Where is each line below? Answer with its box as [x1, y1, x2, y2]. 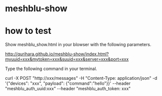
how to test [5, 25, 52, 37]
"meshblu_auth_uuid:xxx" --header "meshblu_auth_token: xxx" [5, 86, 131, 92]
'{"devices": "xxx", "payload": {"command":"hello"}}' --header [5, 80, 131, 86]
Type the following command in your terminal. [5, 66, 98, 72]
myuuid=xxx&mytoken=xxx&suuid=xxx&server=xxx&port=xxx [5, 56, 129, 62]
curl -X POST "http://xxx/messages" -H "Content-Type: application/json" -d [5, 75, 158, 81]
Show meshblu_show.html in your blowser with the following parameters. [5, 42, 151, 48]
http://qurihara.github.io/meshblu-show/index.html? [5, 51, 109, 57]
